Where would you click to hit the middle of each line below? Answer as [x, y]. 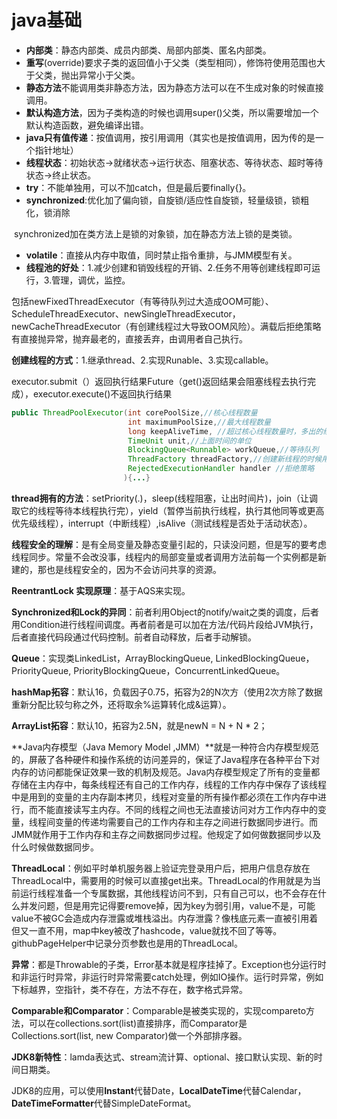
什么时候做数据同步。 [55, 847]
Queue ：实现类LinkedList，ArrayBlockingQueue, [112, 658]
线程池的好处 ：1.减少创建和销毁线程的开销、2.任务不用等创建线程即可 [169, 267]
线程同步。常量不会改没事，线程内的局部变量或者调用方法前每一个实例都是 [164, 557]
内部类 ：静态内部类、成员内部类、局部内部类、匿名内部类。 [148, 50]
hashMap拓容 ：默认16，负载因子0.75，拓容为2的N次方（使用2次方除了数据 [167, 692]
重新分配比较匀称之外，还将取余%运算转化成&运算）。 [121, 704]
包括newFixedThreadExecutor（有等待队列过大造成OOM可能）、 [142, 301]
